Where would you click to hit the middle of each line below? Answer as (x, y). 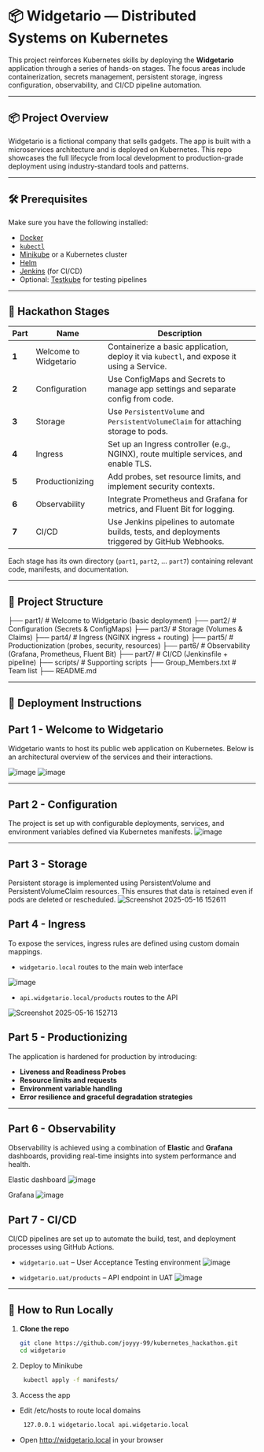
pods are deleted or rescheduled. (62, 900)
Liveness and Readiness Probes (73, 1072)
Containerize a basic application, (168, 346)
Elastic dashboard (37, 1180)
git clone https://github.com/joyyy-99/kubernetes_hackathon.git (128, 1343)
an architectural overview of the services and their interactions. (111, 757)
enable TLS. (129, 464)
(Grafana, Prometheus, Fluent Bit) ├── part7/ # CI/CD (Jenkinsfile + (118, 654)
